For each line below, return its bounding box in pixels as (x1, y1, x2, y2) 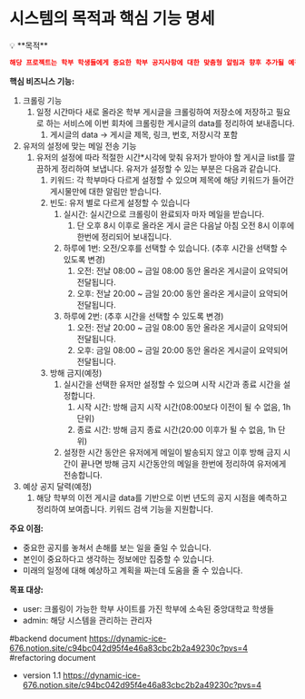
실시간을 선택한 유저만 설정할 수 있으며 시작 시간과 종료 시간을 (63, 379, 281, 389)
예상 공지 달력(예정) (22, 480, 93, 491)
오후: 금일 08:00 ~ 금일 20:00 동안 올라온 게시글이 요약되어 (76, 344, 289, 355)
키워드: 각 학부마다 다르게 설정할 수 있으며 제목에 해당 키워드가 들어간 (49, 174, 295, 185)
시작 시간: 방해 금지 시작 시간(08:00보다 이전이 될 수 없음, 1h (76, 401, 291, 412)
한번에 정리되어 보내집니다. (76, 231, 172, 241)
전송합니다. (63, 469, 103, 480)
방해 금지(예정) (49, 367, 103, 378)
